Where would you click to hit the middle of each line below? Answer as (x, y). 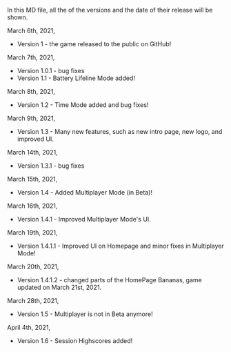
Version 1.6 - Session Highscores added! (75, 341)
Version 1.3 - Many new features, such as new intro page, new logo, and (120, 131)
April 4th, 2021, (29, 327)
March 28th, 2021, (33, 301)
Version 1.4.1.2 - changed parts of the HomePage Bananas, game (109, 280)
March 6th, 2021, (31, 31)
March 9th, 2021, (31, 118)
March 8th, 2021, (31, 91)
